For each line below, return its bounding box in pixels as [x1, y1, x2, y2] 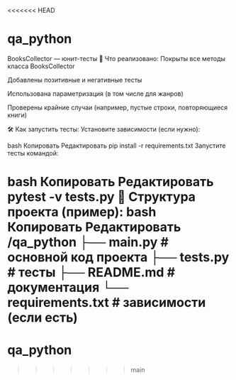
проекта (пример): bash [7, 204, 157, 220]
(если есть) [7, 310, 78, 326]
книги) [7, 110, 27, 119]
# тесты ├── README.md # [7, 264, 176, 281]
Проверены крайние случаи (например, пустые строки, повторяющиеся [7, 103, 228, 112]
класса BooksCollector [7, 62, 76, 70]
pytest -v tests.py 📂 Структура [7, 189, 196, 205]
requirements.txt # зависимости [7, 295, 206, 311]
